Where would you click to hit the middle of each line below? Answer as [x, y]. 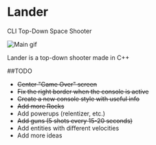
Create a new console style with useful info [78, 99]
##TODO [20, 71]
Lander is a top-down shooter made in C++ [68, 57]
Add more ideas [40, 135]
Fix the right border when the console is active [83, 91]
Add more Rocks [41, 106]
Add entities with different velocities [68, 128]
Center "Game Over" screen [57, 84]
